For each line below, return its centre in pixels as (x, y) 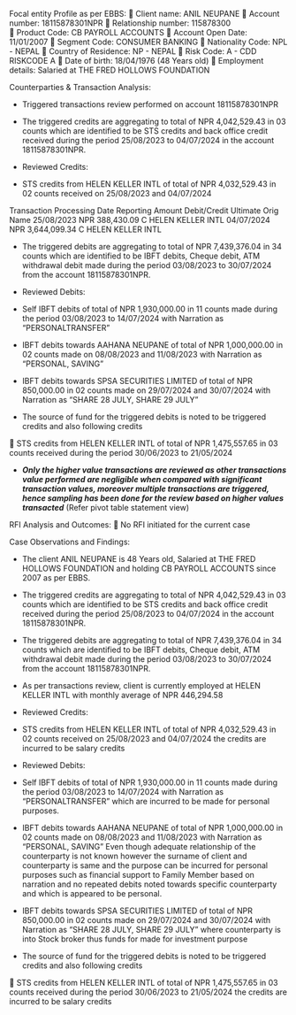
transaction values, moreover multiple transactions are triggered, (145, 488)
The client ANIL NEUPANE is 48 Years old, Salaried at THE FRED (139, 559)
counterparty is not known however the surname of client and (134, 856)
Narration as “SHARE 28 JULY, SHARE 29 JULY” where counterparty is (151, 930)
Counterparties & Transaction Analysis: (80, 87)
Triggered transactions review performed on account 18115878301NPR (150, 104)
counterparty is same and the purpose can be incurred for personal (144, 865)
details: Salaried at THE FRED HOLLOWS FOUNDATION (110, 70)
